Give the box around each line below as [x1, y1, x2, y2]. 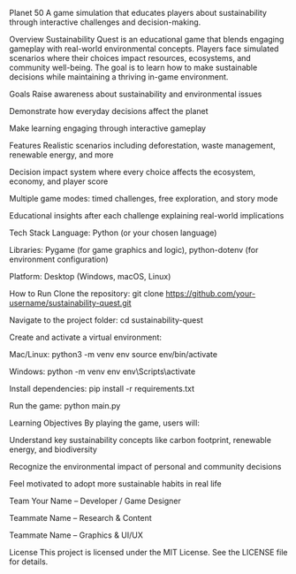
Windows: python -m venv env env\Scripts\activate [9, 366, 196, 377]
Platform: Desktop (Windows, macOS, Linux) [9, 272, 171, 281]
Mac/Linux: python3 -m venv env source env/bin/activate [9, 349, 218, 359]
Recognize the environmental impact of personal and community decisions [9, 462, 282, 471]
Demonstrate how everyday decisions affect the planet [9, 106, 209, 116]
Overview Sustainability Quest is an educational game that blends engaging [9, 34, 285, 44]
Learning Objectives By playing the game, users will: [9, 417, 201, 428]
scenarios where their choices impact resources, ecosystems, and [9, 53, 252, 63]
